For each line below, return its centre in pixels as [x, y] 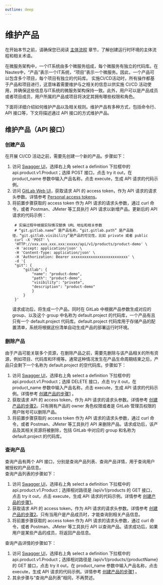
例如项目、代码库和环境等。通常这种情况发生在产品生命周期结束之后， [84, 359]
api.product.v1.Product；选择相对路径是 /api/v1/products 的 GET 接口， [83, 490]
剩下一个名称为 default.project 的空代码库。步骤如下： [72, 365]
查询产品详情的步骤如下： [31, 543]
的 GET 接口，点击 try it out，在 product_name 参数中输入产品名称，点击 [85, 566]
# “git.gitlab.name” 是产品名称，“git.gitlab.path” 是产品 [72, 231]
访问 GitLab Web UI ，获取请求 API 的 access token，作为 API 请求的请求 [84, 191]
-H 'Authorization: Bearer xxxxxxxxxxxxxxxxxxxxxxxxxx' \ [74, 257]
